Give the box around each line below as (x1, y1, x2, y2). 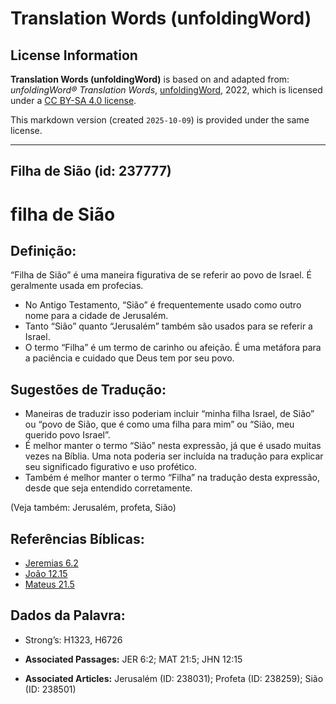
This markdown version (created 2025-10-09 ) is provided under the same (10, 114, 310, 126)
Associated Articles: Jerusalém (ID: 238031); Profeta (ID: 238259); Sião (24, 672, 324, 684)
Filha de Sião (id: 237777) (10, 163, 172, 180)
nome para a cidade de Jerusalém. (24, 310, 169, 322)
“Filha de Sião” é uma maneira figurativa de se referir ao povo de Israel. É (10, 269, 312, 281)
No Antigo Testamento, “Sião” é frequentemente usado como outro (24, 299, 302, 311)
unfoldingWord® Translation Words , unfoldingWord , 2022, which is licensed (10, 84, 323, 96)
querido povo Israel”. (24, 429, 111, 441)
